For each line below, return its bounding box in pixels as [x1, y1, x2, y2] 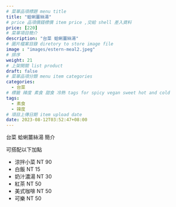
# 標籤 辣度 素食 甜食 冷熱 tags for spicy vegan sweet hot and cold [6, 90, 171, 96]
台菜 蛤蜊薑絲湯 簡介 [6, 134, 56, 141]
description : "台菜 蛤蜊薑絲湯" [6, 36, 79, 41]
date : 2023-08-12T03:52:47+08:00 [6, 117, 88, 123]
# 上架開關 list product [6, 62, 63, 69]
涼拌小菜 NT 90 [14, 159, 52, 166]
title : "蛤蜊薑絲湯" [6, 14, 51, 20]
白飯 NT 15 [14, 166, 41, 173]
